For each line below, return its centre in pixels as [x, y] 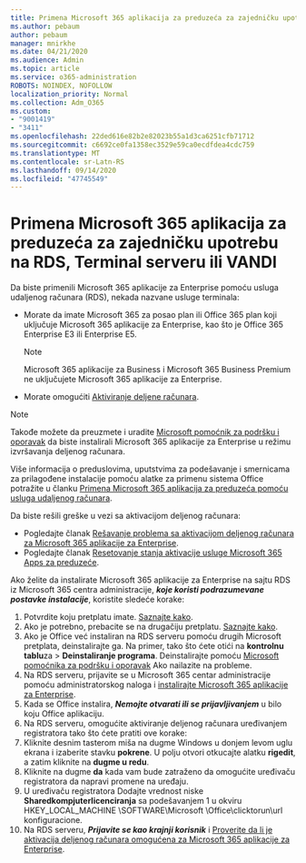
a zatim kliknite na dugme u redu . [86, 762]
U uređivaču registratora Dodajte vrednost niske [113, 791]
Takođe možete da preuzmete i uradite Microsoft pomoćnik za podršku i [145, 432]
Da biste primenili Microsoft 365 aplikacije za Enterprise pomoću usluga [145, 288]
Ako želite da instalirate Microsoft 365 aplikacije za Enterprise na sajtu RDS [151, 580]
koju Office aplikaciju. [64, 714]
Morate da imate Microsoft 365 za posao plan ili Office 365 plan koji [150, 315]
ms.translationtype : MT [55, 153]
